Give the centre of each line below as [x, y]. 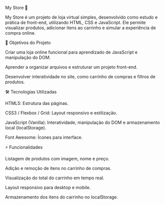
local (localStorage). [26, 128]
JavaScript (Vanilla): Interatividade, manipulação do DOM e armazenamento [82, 122]
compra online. [21, 33]
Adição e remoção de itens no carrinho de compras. [58, 168]
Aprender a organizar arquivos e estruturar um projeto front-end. [71, 67]
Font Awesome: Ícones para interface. [44, 137]
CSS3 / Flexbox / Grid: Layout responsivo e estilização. [61, 113]
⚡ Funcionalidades [24, 147]
